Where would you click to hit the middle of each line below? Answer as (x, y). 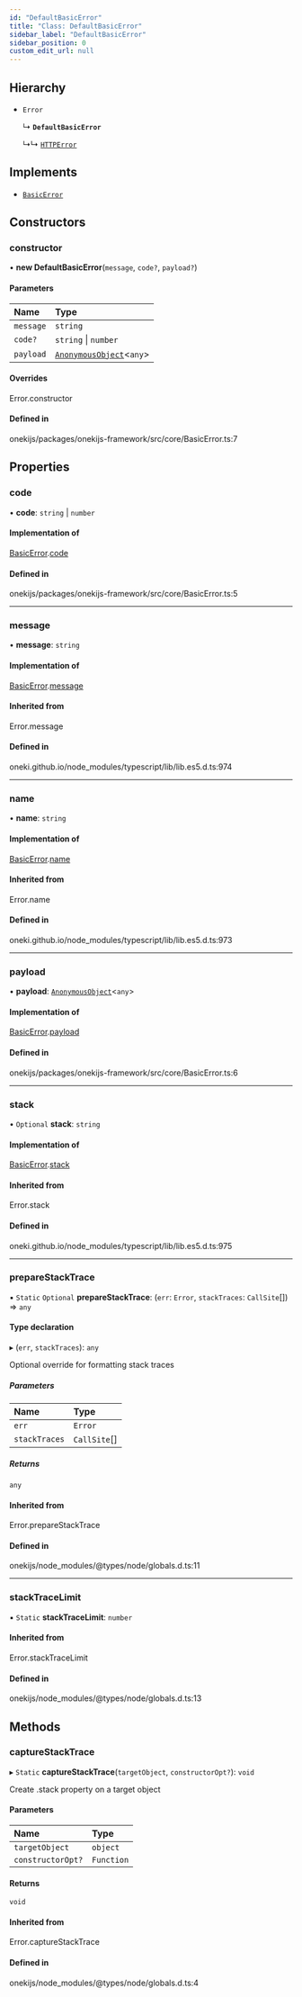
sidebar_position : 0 (48, 43)
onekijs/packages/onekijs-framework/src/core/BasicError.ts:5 (124, 594)
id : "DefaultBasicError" (56, 18)
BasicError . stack (40, 1165)
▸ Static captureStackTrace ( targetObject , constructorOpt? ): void (132, 1772)
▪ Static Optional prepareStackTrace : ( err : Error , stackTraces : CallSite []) (149, 1297)
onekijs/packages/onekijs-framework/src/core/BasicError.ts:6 (124, 1073)
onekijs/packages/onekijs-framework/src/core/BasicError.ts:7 (124, 439)
